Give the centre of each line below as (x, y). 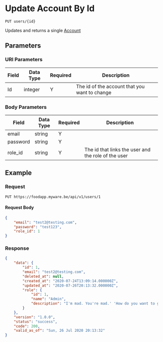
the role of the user (106, 155)
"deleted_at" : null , (43, 276)
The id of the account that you (110, 86)
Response (17, 248)
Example (18, 173)
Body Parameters (26, 107)
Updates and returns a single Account (43, 30)
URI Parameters (24, 60)
